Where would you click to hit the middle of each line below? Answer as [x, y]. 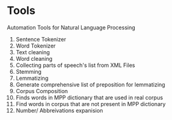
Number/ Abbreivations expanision [59, 110]
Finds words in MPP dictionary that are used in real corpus [89, 97]
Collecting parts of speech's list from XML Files [75, 65]
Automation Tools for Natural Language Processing [71, 27]
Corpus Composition [42, 91]
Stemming [29, 71]
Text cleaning [33, 52]
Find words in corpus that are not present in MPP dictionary [91, 104]
